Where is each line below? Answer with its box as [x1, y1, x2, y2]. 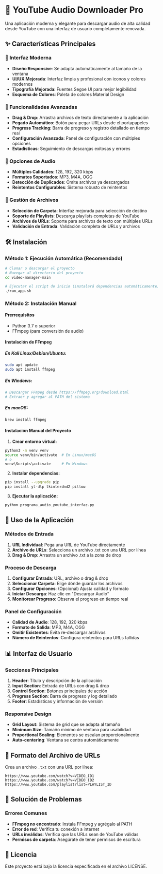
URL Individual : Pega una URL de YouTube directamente [12, 542, 125, 548]
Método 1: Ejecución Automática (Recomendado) [5, 255, 123, 262]
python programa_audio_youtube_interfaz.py [5, 503, 95, 508]
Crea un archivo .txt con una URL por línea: [5, 764, 94, 770]
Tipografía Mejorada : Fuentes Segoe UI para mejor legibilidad [12, 86, 137, 92]
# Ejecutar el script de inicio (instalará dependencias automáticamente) [5, 284, 160, 289]
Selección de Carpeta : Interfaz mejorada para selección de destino [12, 208, 147, 213]
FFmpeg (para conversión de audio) [12, 328, 84, 334]
